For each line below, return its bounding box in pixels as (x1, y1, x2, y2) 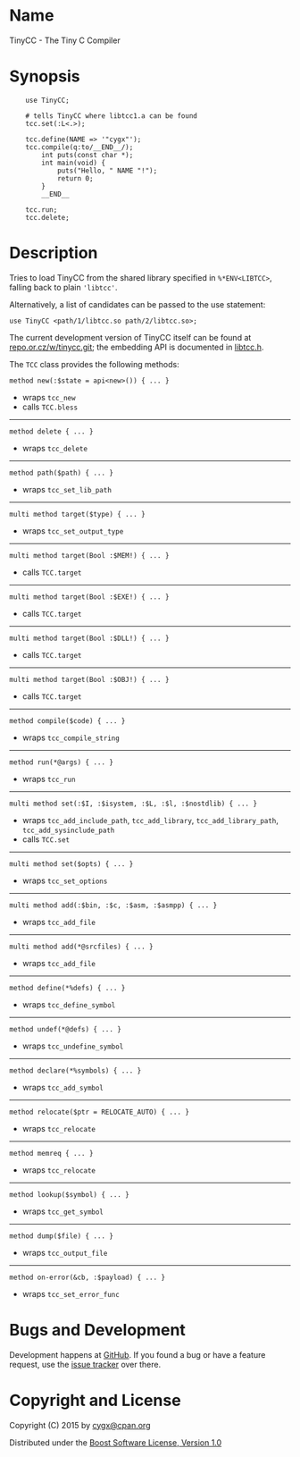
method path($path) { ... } (9, 468, 114, 477)
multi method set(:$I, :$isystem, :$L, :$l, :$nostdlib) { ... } (9, 799, 257, 808)
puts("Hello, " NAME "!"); (56, 166, 158, 175)
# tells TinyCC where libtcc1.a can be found (25, 111, 198, 121)
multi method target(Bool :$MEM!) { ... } (9, 551, 170, 560)
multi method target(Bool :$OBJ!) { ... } (9, 675, 170, 684)
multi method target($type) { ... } (9, 510, 146, 518)
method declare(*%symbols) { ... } (9, 1065, 142, 1075)
